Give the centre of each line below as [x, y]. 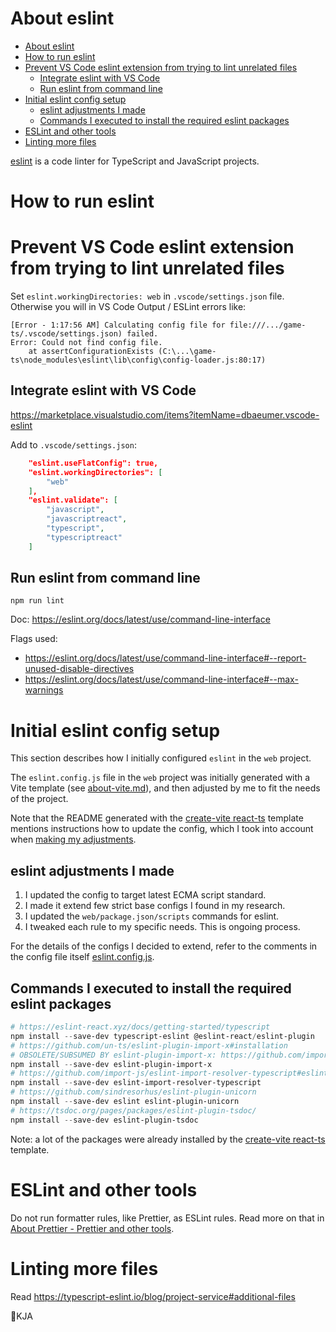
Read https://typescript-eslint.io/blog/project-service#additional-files [153, 1296]
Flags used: [34, 639]
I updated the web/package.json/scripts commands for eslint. [152, 916]
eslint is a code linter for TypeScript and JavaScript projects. [135, 161]
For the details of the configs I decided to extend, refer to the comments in [164, 946]
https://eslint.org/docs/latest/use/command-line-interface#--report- [165, 658]
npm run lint [37, 601]
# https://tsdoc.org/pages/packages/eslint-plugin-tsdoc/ [133, 1110]
